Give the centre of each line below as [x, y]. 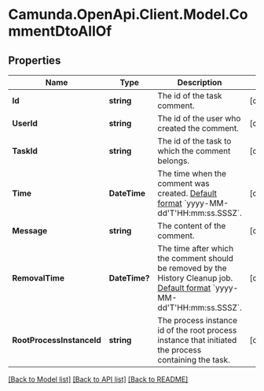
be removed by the [192, 268]
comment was [183, 183]
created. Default [187, 193]
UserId [25, 123]
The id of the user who [199, 118]
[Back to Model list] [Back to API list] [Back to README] [98, 379]
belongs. [174, 161]
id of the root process [197, 330]
